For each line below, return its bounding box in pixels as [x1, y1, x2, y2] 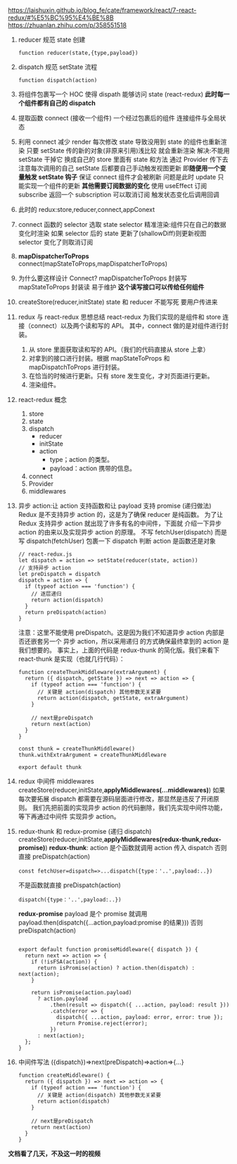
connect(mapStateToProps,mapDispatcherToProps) [18, 260, 168, 268]
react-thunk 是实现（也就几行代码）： [18, 655, 125, 663]
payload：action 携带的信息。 [49, 464, 136, 473]
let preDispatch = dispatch [18, 570, 101, 577]
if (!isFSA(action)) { [31, 958, 98, 965]
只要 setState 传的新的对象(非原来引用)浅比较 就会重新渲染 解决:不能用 [26, 146, 230, 154]
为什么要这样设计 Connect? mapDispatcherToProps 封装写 [18, 274, 187, 282]
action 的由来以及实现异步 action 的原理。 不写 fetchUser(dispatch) [18, 528, 214, 536]
